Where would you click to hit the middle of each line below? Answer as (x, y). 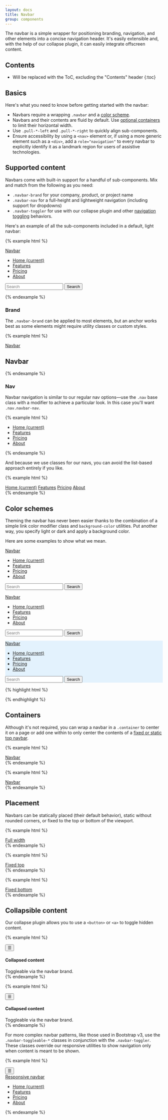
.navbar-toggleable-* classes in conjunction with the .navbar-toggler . (78, 1040)
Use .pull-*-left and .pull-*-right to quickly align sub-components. (85, 131)
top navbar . (17, 738)
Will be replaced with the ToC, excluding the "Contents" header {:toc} (84, 77)
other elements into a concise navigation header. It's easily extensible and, (82, 39)
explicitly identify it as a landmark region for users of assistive (76, 147)
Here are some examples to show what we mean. (56, 541)
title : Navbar (20, 15)
